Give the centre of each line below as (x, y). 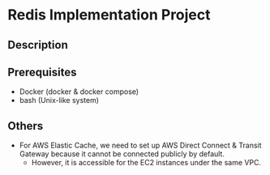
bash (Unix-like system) (59, 100)
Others (26, 126)
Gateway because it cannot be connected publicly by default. (122, 154)
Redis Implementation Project (109, 15)
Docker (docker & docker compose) (79, 92)
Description (38, 45)
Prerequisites (42, 72)
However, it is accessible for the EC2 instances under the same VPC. (146, 163)
